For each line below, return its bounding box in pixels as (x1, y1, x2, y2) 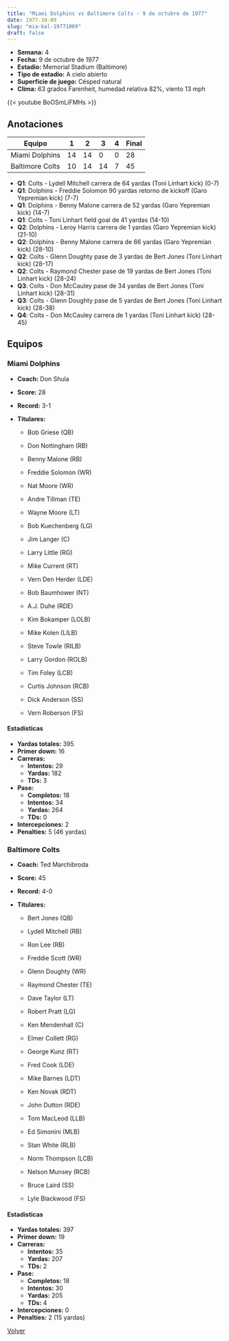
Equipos (7, 339, 43, 350)
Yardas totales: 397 (17, 1225, 74, 1234)
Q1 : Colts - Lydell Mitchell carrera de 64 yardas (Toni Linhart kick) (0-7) (17, 179, 219, 188)
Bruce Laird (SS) (27, 1181, 74, 1189)
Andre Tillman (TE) (27, 494, 81, 503)
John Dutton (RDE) (27, 1101, 81, 1109)
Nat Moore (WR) (27, 481, 74, 490)
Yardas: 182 (27, 769, 62, 777)
